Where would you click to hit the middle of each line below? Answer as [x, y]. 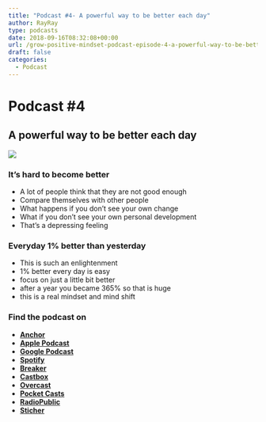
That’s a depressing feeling [64, 226]
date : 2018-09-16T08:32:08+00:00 [63, 38]
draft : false [30, 52]
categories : [28, 60]
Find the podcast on [47, 317]
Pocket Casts [42, 393]
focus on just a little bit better [67, 280]
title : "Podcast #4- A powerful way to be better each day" [110, 15]
